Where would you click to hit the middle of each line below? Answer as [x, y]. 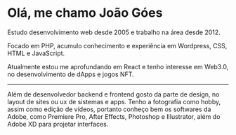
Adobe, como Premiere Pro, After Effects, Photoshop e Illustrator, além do [114, 116]
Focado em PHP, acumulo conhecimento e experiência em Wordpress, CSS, [117, 45]
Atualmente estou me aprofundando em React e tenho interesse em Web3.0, [118, 66]
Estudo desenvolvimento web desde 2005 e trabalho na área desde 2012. [114, 32]
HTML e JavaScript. [36, 53]
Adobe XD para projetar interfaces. [58, 124]
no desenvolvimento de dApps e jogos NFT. [71, 74]
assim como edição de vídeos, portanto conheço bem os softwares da [109, 109]
